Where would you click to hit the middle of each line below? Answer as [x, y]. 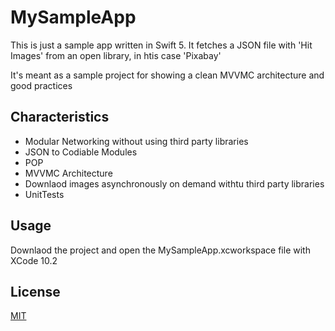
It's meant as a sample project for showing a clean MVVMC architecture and [167, 75]
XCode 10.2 [34, 260]
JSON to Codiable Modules [81, 152]
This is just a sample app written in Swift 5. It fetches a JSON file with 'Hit [161, 45]
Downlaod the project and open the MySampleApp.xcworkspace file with [160, 250]
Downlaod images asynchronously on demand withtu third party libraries [174, 183]
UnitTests [44, 194]
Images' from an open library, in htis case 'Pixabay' [116, 55]
